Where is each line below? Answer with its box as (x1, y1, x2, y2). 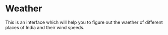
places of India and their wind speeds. (5, 24, 85, 30)
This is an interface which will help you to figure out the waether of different (5, 19, 163, 25)
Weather (5, 3, 42, 14)
